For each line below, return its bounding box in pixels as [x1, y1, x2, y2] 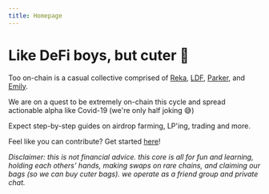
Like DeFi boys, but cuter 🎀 [8, 46, 190, 64]
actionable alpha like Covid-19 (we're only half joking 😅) [8, 105, 195, 115]
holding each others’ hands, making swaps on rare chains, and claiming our [8, 160, 261, 170]
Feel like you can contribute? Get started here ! [8, 136, 161, 146]
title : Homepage [8, 11, 62, 20]
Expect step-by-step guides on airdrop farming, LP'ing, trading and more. [8, 121, 251, 131]
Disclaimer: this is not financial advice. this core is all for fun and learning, [8, 152, 254, 161]
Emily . [8, 81, 28, 91]
